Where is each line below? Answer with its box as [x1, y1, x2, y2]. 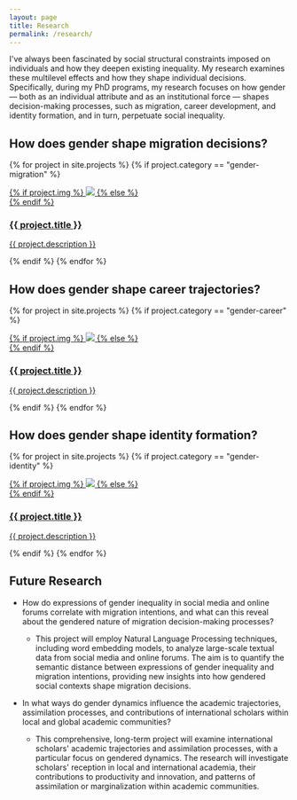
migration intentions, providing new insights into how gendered [35, 671, 266, 681]
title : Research [9, 21, 69, 30]
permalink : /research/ [9, 29, 93, 38]
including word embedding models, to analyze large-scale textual [35, 642, 275, 653]
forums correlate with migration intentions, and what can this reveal [21, 607, 269, 617]
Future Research [9, 574, 103, 589]
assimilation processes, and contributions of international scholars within [21, 707, 289, 718]
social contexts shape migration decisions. [35, 680, 191, 691]
